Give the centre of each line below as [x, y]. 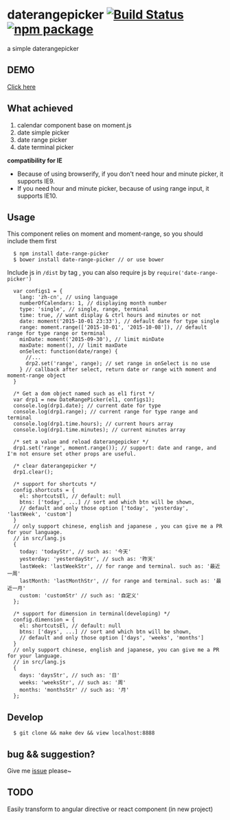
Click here [22, 87]
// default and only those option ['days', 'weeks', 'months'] [112, 638]
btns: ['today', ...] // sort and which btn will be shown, [107, 502]
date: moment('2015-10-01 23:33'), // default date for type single [119, 321]
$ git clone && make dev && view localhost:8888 [84, 733]
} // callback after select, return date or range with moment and [118, 370]
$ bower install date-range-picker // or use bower [89, 260]
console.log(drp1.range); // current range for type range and [105, 412]
